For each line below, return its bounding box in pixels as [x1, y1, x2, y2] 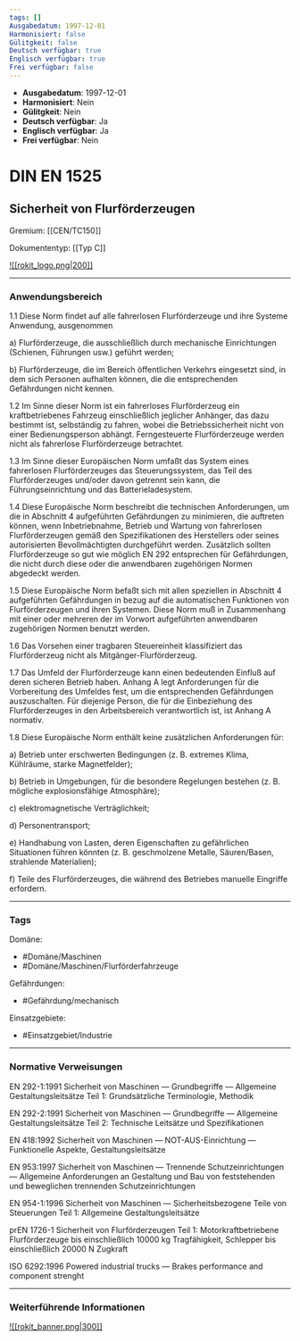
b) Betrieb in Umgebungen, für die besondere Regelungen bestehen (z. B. [9, 776, 281, 787]
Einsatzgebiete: [9, 1012, 66, 1023]
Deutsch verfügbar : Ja [21, 115, 109, 126]
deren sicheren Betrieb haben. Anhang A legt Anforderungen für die [9, 677, 259, 687]
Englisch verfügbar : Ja [21, 125, 109, 136]
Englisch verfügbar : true [9, 54, 105, 63]
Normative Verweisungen [9, 1061, 123, 1073]
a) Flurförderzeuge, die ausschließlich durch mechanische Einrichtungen [9, 337, 277, 348]
